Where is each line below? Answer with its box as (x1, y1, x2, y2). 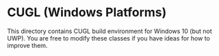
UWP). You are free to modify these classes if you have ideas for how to (7, 34, 210, 42)
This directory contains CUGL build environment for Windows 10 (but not (7, 27, 212, 35)
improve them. (7, 41, 48, 49)
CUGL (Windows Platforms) (7, 5, 167, 20)
